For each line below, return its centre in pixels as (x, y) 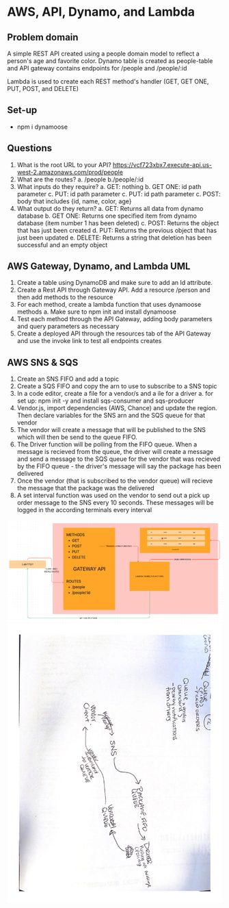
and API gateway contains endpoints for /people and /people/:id (97, 68)
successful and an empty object (62, 244)
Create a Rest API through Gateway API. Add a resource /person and (113, 290)
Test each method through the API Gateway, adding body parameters (114, 319)
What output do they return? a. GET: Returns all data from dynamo (110, 208)
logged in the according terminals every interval (84, 510)
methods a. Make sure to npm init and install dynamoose (96, 312)
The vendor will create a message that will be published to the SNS (111, 430)
